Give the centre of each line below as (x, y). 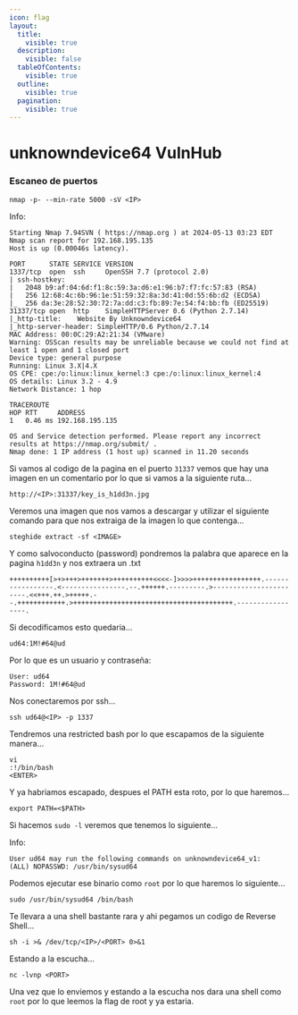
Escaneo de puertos (54, 182)
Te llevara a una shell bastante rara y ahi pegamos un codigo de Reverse (143, 916)
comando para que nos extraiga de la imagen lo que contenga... (127, 520)
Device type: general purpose (66, 358)
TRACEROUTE (29, 405)
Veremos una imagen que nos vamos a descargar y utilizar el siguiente (139, 511)
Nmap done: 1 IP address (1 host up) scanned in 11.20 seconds (129, 452)
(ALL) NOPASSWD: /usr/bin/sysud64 (74, 867)
